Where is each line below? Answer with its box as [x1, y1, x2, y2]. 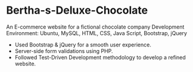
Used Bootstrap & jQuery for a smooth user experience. [14, 41, 152, 48]
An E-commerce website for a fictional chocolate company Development [6, 23, 185, 30]
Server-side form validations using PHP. [14, 47, 113, 54]
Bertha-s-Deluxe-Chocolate [6, 4, 148, 17]
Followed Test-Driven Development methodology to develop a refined [14, 54, 186, 61]
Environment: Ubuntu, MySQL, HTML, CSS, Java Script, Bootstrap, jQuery [6, 29, 188, 36]
